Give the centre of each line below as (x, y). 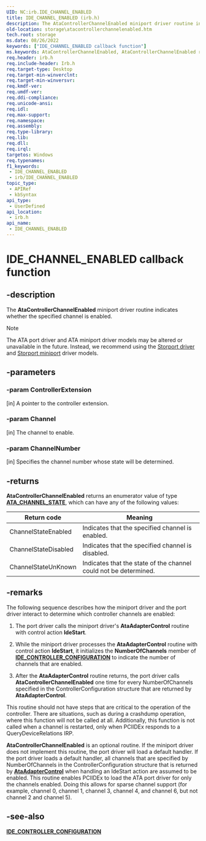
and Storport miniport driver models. (52, 353)
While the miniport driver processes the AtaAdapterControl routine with (106, 644)
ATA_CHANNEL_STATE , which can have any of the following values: (93, 502)
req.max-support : (29, 115)
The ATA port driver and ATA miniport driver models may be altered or (94, 340)
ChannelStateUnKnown (43, 567)
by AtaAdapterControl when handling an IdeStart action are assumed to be (102, 771)
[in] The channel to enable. (40, 432)
